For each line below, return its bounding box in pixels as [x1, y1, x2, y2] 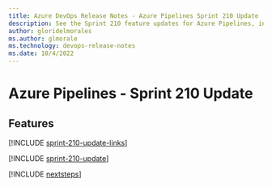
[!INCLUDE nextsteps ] [8, 169, 83, 179]
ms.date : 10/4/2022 [8, 49, 74, 57]
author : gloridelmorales [8, 27, 92, 35]
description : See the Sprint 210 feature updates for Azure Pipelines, [8, 19, 255, 28]
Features [8, 117, 54, 130]
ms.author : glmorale [8, 34, 79, 43]
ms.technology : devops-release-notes [8, 42, 136, 50]
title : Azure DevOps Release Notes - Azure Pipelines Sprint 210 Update [8, 11, 259, 20]
